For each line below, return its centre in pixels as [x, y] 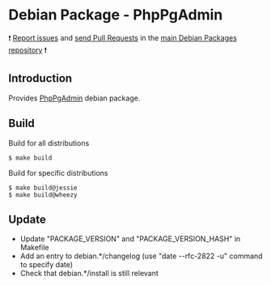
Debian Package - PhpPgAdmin [116, 15]
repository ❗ [28, 49]
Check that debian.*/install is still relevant [89, 274]
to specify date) [47, 265]
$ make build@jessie [43, 188]
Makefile [34, 248]
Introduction [40, 79]
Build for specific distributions [58, 172]
